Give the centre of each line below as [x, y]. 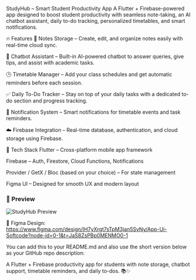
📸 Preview [20, 199]
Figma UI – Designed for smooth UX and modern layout [73, 184]
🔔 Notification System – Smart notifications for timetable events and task [93, 112]
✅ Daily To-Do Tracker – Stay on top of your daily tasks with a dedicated [93, 94]
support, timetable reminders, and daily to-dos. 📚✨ [68, 271]
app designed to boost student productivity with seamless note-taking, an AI [98, 15]
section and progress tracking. [51, 101]
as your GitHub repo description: [45, 253]
